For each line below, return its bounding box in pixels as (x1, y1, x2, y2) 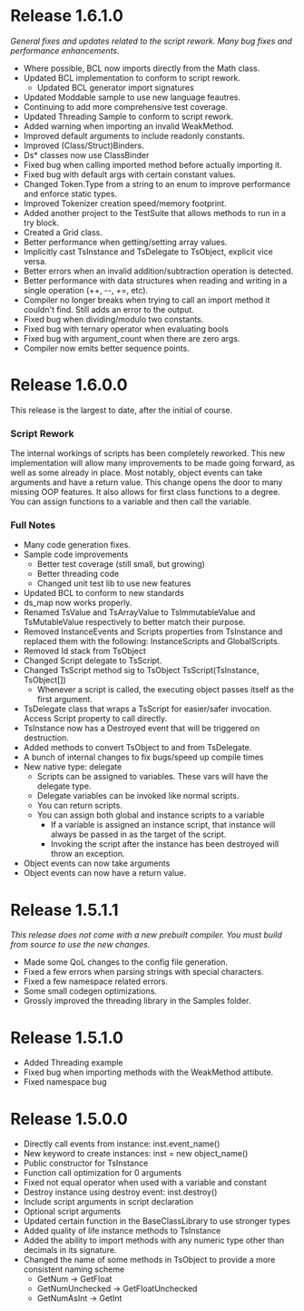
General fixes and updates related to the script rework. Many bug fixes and (10, 35, 293, 46)
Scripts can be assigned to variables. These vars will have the (36, 771, 269, 782)
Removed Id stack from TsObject (23, 646, 146, 657)
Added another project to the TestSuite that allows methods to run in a (23, 207, 287, 218)
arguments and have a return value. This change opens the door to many (10, 477, 283, 488)
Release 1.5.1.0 (10, 1028, 123, 1048)
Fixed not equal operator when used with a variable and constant (23, 1177, 267, 1188)
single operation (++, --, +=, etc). (23, 284, 149, 295)
